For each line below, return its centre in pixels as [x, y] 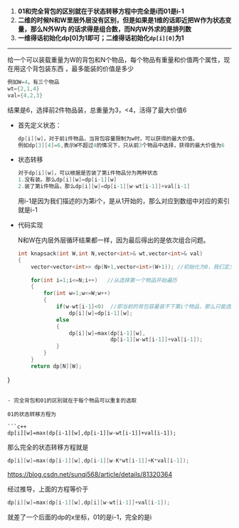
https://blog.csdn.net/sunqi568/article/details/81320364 [90, 474]
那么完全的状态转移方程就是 [48, 447]
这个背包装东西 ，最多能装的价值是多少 [76, 68]
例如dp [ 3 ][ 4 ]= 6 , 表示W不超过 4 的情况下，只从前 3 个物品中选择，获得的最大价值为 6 [121, 145]
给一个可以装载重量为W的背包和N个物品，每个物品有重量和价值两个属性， [116, 59]
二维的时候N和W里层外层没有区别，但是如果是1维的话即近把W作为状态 [121, 20]
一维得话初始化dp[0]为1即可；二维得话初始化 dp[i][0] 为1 [101, 38]
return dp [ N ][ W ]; [57, 366]
